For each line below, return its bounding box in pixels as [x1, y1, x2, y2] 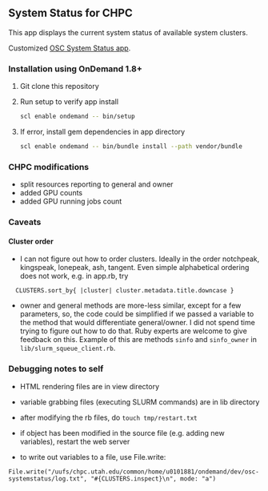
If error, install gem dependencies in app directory [19, 127, 186, 136]
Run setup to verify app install [19, 97, 118, 107]
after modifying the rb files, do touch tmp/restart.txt [19, 413, 198, 422]
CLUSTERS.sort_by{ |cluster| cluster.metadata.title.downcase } [15, 287, 234, 295]
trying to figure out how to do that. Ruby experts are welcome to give [19, 326, 248, 336]
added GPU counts [19, 188, 82, 198]
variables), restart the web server [19, 437, 130, 446]
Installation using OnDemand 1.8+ [8, 63, 142, 74]
